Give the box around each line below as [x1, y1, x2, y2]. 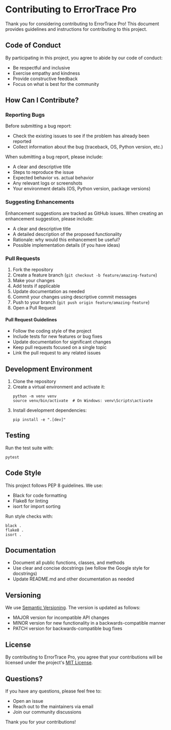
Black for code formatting [12, 492, 67, 498]
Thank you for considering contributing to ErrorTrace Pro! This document [5, 21, 160, 27]
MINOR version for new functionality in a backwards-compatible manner [12, 620, 166, 626]
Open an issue [12, 698, 44, 704]
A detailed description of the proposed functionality [12, 231, 122, 237]
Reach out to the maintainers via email [12, 703, 94, 709]
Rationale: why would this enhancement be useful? [12, 236, 120, 243]
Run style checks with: [5, 513, 53, 519]
